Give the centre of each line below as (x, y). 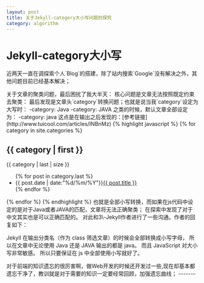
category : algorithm (33, 23)
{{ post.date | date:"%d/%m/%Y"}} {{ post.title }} (76, 183)
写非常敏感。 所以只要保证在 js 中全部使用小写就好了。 (75, 253)
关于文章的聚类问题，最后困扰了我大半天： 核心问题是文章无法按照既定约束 (100, 94)
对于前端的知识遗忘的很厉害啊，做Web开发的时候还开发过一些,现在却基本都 (101, 266)
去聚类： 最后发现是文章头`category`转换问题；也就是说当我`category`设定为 (102, 102)
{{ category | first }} (45, 149)
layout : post (23, 12)
